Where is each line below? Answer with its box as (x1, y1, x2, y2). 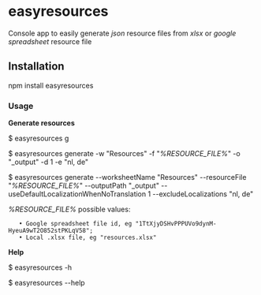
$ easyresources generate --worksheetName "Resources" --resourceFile (8, 173, 247, 182)
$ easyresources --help (8, 278, 85, 288)
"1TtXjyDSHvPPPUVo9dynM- (135, 220, 217, 228)
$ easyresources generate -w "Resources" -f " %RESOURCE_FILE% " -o (8, 149, 240, 159)
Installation (8, 60, 65, 73)
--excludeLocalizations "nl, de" (152, 189, 254, 199)
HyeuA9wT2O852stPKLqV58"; (8, 227, 93, 235)
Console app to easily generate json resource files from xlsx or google (8, 28, 237, 38)
